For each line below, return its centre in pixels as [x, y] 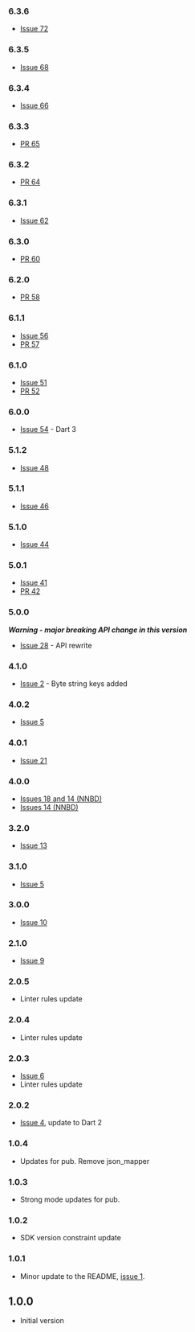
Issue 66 [35, 105]
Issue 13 [34, 845]
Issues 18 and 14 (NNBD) [61, 799]
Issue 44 [35, 545]
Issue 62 [34, 220]
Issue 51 [33, 382]
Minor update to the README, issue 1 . [82, 1276]
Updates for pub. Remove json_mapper [85, 1161]
